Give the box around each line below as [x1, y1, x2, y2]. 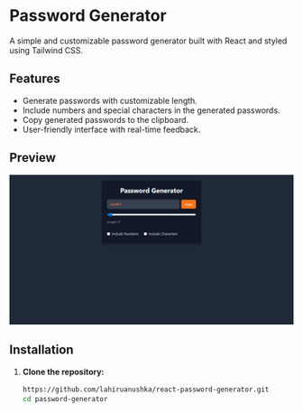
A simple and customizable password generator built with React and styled [9, 35, 288, 46]
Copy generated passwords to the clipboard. [22, 114, 189, 125]
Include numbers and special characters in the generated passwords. [22, 105, 281, 116]
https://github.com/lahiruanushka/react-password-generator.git [22, 385, 270, 394]
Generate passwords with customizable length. [22, 95, 198, 106]
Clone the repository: [22, 366, 105, 377]
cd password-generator [22, 394, 108, 403]
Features [9, 71, 60, 87]
